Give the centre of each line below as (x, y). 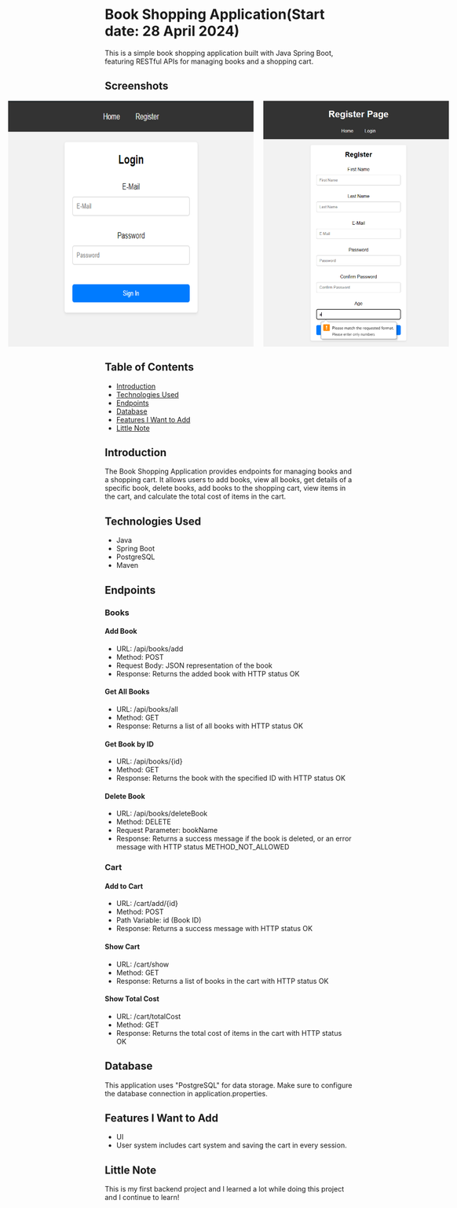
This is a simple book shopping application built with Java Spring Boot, (219, 53)
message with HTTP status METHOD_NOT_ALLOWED (203, 847)
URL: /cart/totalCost (148, 1016)
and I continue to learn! (142, 1198)
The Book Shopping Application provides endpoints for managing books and (228, 471)
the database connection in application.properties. (186, 1093)
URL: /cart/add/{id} (147, 904)
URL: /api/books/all (147, 709)
